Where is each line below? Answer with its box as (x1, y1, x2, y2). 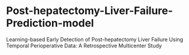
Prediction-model (6, 16, 94, 30)
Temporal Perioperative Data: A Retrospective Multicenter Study (6, 42, 162, 49)
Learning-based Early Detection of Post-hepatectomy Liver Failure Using (6, 36, 184, 43)
